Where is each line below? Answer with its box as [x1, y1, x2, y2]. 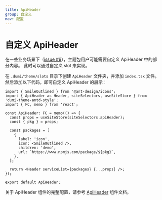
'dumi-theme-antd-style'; [5, 98, 58, 103]
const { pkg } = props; [9, 120, 58, 124]
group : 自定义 [5, 12, 32, 17]
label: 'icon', [18, 137, 50, 142]
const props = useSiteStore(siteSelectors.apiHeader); [9, 115, 125, 120]
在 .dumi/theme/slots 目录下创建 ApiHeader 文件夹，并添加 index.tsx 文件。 [5, 73, 160, 79]
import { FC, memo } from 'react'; [5, 102, 79, 107]
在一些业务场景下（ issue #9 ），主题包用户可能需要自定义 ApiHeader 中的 [5, 56, 153, 62]
